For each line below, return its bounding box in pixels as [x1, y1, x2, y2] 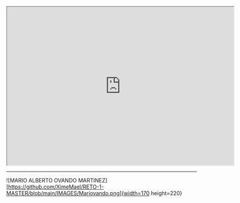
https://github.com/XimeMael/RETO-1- [8, 183, 104, 190]
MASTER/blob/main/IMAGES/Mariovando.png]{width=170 [6, 190, 150, 196]
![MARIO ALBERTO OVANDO [6, 177, 77, 184]
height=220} [151, 190, 183, 196]
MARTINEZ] [78, 177, 108, 184]
